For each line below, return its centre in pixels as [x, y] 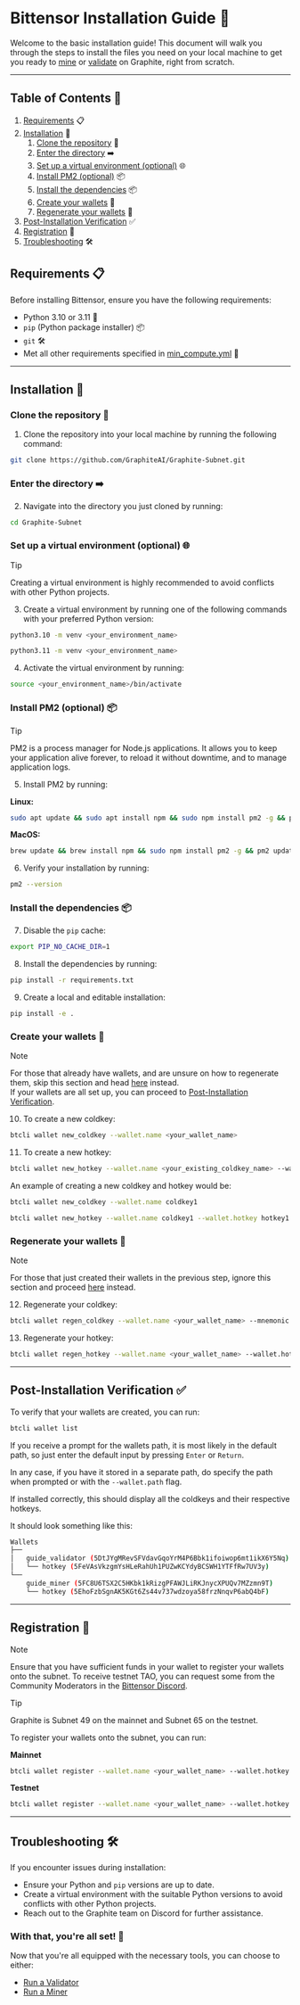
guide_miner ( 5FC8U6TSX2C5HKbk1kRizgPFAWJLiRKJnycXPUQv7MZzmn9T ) [150, 1583]
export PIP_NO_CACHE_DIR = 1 [60, 947]
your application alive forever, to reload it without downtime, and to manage [149, 757]
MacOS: [25, 835]
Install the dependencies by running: [90, 964]
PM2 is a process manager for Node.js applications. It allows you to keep [144, 747]
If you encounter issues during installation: [88, 1868]
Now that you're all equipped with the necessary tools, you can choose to [145, 1956]
